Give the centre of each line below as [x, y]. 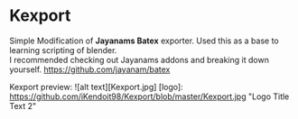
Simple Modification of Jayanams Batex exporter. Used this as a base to [144, 41]
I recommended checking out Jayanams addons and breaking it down [139, 59]
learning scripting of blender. [63, 50]
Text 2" [23, 105]
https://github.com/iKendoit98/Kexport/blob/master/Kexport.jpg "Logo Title [149, 96]
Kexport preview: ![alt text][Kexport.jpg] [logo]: [96, 87]
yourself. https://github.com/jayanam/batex [90, 69]
